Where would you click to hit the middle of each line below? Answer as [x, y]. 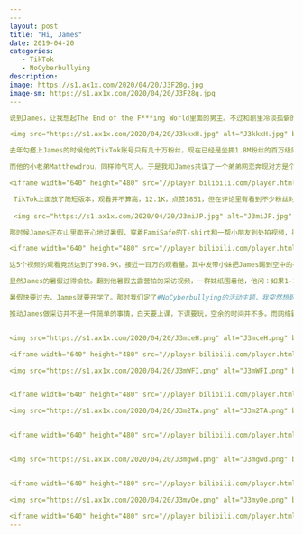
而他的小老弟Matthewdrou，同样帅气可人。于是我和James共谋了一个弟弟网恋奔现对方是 [149, 167]
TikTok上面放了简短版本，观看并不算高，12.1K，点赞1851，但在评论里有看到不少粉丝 [151, 199]
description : [34, 77]
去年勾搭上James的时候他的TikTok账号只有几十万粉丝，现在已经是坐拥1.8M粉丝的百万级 [150, 151]
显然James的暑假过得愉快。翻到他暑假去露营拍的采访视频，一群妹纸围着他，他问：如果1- [151, 281]
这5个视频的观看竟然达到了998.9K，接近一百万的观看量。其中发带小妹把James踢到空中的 [151, 265]
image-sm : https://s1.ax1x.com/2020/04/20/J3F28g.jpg [113, 93]
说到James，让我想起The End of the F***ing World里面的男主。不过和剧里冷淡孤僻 [150, 118]
